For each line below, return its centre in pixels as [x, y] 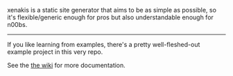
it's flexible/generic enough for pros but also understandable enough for [110, 17]
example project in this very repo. [55, 52]
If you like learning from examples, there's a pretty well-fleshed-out [104, 45]
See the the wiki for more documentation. [67, 65]
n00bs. [17, 25]
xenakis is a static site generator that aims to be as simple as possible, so [112, 10]
